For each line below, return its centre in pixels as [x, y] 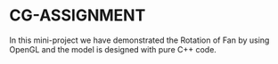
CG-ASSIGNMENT [78, 16]
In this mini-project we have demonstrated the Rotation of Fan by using [139, 40]
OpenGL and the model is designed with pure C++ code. [113, 49]
